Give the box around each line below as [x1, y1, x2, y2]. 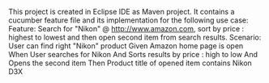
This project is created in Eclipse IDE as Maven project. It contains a [8, 7, 235, 16]
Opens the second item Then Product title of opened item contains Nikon [8, 58, 253, 68]
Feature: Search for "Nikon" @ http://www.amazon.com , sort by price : [8, 24, 245, 33]
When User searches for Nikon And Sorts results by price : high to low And [8, 50, 258, 59]
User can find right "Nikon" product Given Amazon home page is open [8, 41, 244, 51]
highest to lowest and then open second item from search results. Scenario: [8, 32, 262, 42]
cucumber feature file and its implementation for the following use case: [8, 15, 249, 25]
